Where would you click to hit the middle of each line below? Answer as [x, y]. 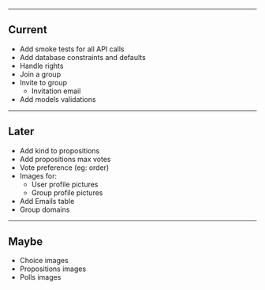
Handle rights [41, 66]
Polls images [40, 277]
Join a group [40, 74]
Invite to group [43, 82]
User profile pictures [65, 184]
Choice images [44, 261]
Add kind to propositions [60, 150]
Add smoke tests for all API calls [72, 49]
